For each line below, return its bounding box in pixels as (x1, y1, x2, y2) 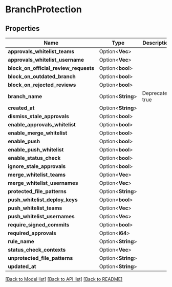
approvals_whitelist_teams (8, 48, 75, 55)
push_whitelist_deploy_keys (8, 196, 78, 203)
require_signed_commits (8, 221, 70, 228)
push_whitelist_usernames (8, 213, 75, 220)
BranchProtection (5, 4, 82, 15)
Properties (5, 24, 40, 33)
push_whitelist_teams (8, 204, 62, 212)
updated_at (8, 263, 36, 270)
